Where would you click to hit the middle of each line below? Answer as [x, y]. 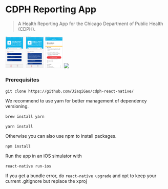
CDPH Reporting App [51, 9]
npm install [18, 146]
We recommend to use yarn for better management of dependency [76, 101]
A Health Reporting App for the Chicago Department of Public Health [90, 24]
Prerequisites [22, 79]
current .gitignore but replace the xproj [46, 181]
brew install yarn [25, 117]
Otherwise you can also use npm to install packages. [61, 136]
